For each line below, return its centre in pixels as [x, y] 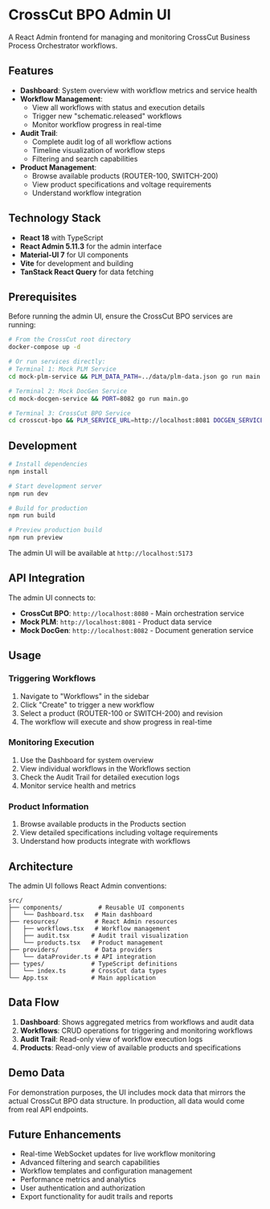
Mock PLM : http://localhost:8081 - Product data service [116, 622]
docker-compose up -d [45, 347]
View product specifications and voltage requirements [121, 184]
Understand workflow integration [87, 193]
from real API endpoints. [49, 1109]
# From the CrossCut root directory [70, 339]
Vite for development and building [77, 263]
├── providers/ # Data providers [80, 950]
